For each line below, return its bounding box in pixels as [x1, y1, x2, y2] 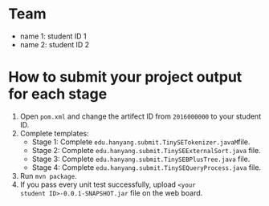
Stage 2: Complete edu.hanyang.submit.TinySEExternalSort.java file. [31, 145, 261, 155]
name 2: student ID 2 [19, 39, 90, 49]
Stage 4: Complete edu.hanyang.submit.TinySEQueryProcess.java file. [31, 162, 262, 172]
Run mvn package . [19, 171, 78, 180]
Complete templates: [19, 128, 90, 138]
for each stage [8, 85, 108, 103]
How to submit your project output [8, 68, 243, 87]
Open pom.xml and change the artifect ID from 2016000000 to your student [19, 111, 262, 121]
